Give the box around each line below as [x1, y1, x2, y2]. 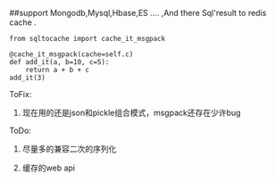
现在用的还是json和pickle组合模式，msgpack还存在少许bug [21, 107, 241, 118]
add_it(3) [9, 73, 46, 82]
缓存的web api [21, 162, 76, 173]
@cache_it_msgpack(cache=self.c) [9, 50, 134, 59]
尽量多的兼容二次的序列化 [21, 144, 117, 154]
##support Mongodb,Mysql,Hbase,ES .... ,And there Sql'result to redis [9, 8, 267, 18]
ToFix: [9, 89, 32, 99]
